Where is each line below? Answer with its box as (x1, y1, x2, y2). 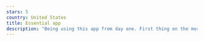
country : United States (6, 14, 67, 20)
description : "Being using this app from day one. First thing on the (6, 25, 189, 32)
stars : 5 (6, 8, 29, 15)
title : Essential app (6, 20, 61, 26)
